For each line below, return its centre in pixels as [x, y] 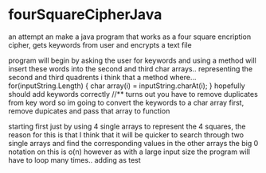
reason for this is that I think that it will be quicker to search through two [126, 135]
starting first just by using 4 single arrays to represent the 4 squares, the [127, 126]
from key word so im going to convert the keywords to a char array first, [126, 102]
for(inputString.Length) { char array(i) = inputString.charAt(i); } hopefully [127, 86]
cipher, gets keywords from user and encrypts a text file [100, 44]
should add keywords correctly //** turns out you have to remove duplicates [133, 94]
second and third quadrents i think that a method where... [102, 77]
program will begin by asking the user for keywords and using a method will [132, 60]
